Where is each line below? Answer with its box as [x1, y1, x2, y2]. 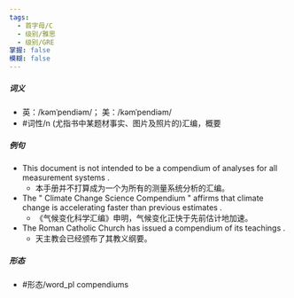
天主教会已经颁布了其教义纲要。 [35, 232, 152, 244]
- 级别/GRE [17, 37, 55, 47]
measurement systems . [21, 172, 111, 183]
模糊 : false [9, 54, 50, 63]
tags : [9, 12, 29, 22]
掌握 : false [9, 46, 50, 55]
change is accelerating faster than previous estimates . [21, 201, 223, 213]
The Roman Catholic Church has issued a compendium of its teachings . [21, 223, 286, 233]
